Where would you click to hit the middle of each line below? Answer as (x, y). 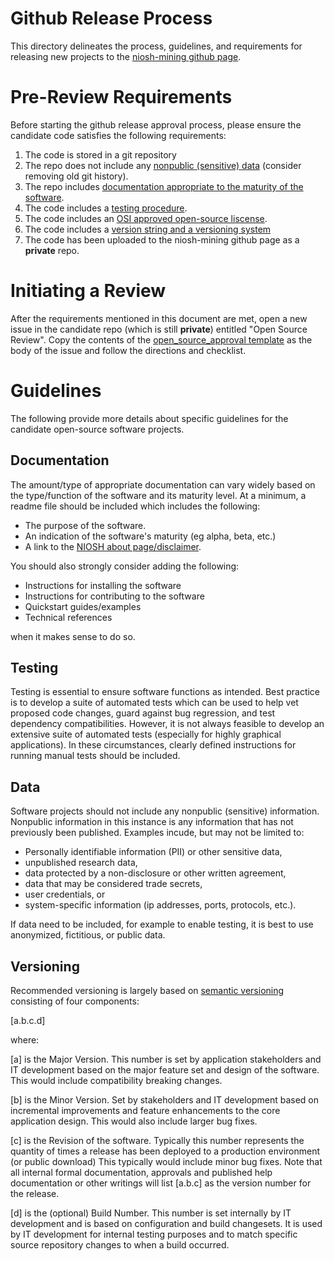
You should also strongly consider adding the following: (125, 566)
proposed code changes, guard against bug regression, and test (143, 713)
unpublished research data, (81, 863)
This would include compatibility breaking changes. (116, 1080)
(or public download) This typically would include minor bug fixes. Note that (166, 1161)
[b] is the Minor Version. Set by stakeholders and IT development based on (165, 1100)
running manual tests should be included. (95, 756)
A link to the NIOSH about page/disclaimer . (113, 546)
